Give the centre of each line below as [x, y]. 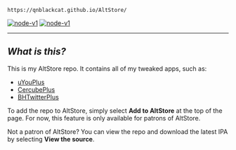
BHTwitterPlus [38, 97]
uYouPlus [31, 82]
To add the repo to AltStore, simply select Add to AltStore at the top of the [115, 110]
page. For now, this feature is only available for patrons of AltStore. [104, 118]
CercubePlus [36, 89]
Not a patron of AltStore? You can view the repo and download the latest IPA [118, 131]
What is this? [37, 52]
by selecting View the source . [51, 139]
